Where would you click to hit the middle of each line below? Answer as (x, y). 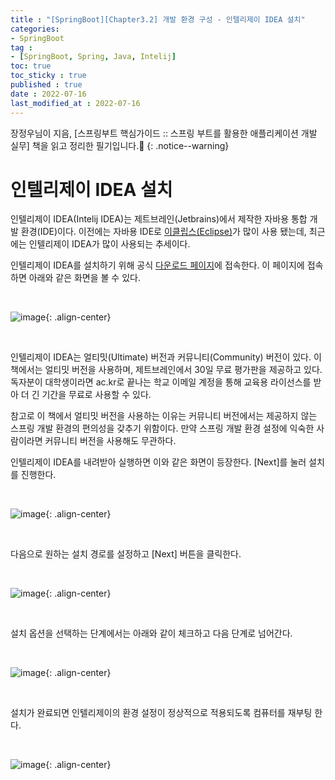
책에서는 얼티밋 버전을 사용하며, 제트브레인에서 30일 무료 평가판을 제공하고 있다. (166, 370)
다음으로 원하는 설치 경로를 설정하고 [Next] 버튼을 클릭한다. (126, 554)
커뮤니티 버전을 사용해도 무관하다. (110, 441)
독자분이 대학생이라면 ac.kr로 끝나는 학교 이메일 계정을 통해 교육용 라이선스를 (161, 382)
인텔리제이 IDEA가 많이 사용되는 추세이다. (109, 244)
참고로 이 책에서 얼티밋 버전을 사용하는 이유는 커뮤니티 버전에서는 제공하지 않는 (164, 416)
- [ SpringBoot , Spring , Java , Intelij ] (93, 57)
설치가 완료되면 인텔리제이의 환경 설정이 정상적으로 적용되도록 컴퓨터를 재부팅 (161, 713)
